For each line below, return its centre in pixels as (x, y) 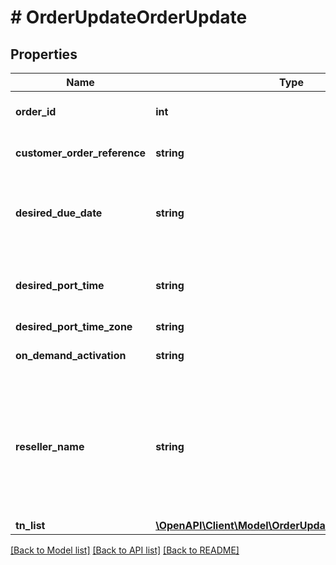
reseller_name (50, 446)
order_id (36, 111)
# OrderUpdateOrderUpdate (129, 17)
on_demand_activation (71, 355)
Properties (44, 54)
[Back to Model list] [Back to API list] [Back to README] (125, 550)
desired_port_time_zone (74, 326)
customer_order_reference (81, 153)
